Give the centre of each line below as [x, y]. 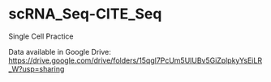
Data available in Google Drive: [60, 51]
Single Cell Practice [41, 36]
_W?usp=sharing [37, 68]
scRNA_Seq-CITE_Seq [85, 14]
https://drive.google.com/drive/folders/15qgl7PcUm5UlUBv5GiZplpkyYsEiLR [135, 60]
